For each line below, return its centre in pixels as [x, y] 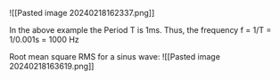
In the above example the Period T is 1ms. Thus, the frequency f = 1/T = [140, 30]
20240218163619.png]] [52, 66]
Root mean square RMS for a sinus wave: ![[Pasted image [115, 56]
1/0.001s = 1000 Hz [45, 40]
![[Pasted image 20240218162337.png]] [82, 13]
